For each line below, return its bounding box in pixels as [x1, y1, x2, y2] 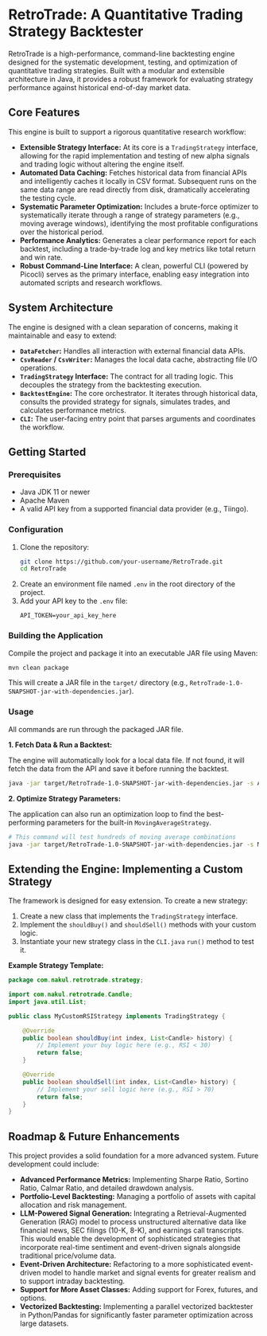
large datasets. [19, 1318, 69, 1328]
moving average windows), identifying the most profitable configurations [19, 218, 258, 228]
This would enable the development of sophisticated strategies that [19, 1234, 241, 1244]
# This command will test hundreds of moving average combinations [8, 833, 237, 841]
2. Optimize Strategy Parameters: [8, 793, 122, 803]
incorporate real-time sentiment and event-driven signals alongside [19, 1243, 241, 1252]
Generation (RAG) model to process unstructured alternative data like [19, 1217, 246, 1227]
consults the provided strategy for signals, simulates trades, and [19, 397, 230, 406]
